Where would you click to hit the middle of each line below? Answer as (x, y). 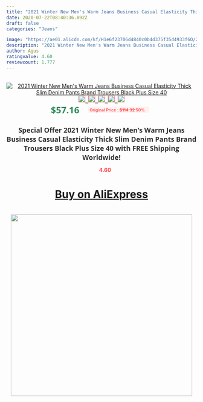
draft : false (23, 23)
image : (14, 40)
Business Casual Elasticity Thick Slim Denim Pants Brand (101, 139)
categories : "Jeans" (32, 29)
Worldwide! (101, 157)
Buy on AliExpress (101, 195)
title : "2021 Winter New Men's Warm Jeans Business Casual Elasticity (97, 12)
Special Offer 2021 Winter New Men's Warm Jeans (101, 130)
